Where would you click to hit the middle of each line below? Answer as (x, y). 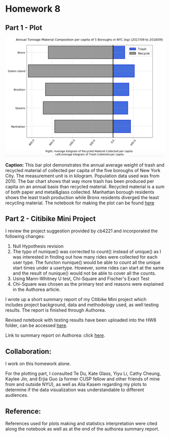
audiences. (17, 395)
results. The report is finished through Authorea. (56, 310)
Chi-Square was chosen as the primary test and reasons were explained (88, 284)
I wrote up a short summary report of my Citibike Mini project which (76, 299)
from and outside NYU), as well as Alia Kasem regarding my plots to (76, 385)
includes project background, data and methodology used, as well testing (82, 305)
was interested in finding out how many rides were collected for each (85, 257)
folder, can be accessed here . (36, 325)
